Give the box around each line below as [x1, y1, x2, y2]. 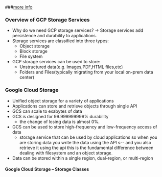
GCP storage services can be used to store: [12, 59, 100, 65]
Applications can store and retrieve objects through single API [12, 103, 137, 109]
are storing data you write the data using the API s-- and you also [19, 139, 152, 145]
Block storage [19, 49, 48, 54]
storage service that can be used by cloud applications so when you [19, 134, 158, 140]
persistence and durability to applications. [12, 33, 97, 39]
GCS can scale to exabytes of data [12, 108, 82, 114]
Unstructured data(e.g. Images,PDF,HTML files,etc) [19, 64, 123, 70]
